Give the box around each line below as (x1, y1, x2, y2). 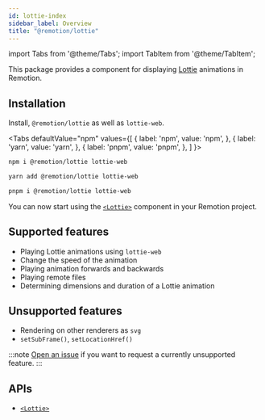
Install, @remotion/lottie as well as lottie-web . (8, 118, 165, 128)
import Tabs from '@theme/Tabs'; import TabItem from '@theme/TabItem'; (8, 49, 256, 59)
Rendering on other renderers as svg (19, 325, 142, 335)
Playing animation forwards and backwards (19, 263, 164, 273)
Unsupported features (8, 304, 122, 318)
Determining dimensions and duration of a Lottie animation (19, 280, 215, 291)
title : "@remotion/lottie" (8, 27, 99, 35)
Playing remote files (19, 272, 86, 282)
